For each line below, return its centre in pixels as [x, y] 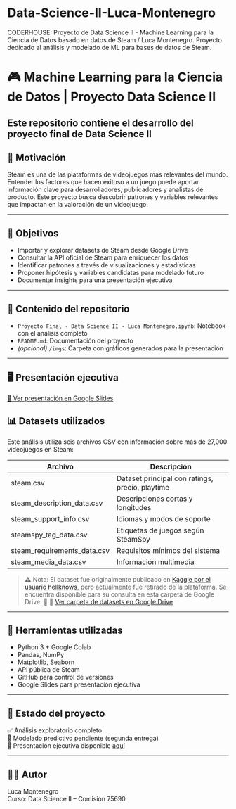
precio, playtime [143, 487]
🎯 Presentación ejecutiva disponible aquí [66, 746]
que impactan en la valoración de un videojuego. [78, 205]
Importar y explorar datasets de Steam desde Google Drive [103, 250]
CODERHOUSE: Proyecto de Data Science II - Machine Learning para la [111, 32]
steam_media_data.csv [48, 562]
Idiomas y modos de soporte [163, 518]
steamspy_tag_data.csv [49, 535]
